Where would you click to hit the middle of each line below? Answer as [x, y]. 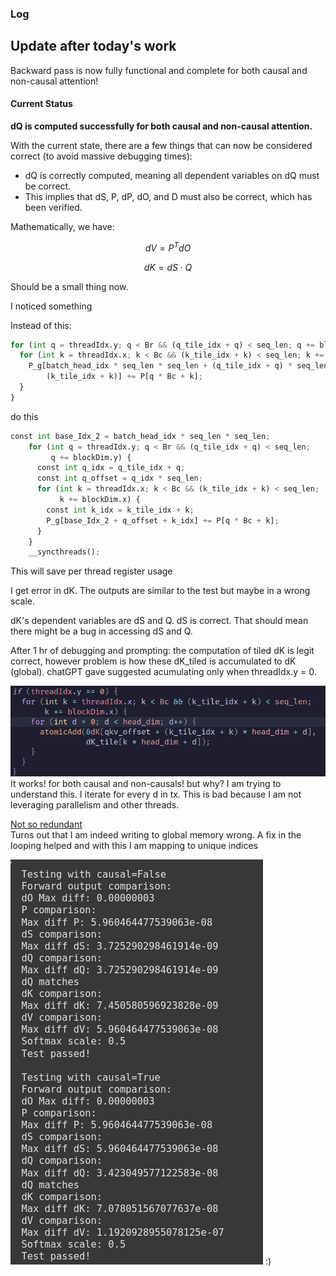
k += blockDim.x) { [100, 500]
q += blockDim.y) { [91, 457]
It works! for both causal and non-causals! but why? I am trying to [146, 784]
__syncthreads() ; [64, 552]
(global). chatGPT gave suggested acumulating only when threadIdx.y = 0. [163, 672]
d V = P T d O [168, 247]
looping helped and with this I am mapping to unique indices [134, 846]
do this [24, 416]
